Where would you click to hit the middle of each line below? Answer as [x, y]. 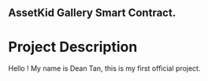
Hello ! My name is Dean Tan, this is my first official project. [104, 68]
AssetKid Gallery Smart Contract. [92, 13]
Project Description [73, 47]
